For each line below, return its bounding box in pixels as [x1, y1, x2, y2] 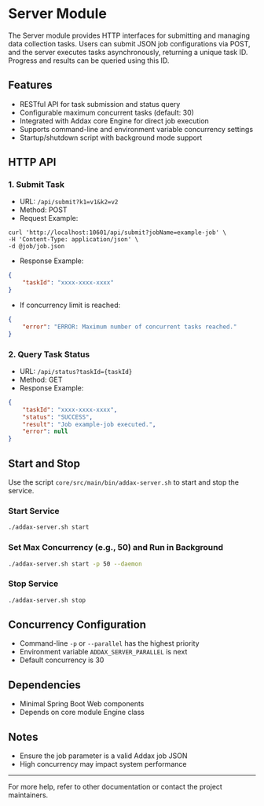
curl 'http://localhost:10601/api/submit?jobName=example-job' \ [8, 229, 226, 236]
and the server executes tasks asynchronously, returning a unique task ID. [8, 47, 248, 57]
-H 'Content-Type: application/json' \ [8, 236, 139, 244]
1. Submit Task [8, 179, 65, 190]
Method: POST [19, 205, 68, 214]
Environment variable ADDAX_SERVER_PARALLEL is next [19, 647, 188, 657]
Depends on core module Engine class [19, 708, 145, 717]
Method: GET [19, 375, 63, 384]
